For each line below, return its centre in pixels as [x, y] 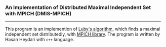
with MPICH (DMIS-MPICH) [38, 13]
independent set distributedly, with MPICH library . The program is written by [83, 34]
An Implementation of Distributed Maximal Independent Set [78, 7]
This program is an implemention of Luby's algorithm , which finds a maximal [83, 29]
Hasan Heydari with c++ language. [40, 40]
